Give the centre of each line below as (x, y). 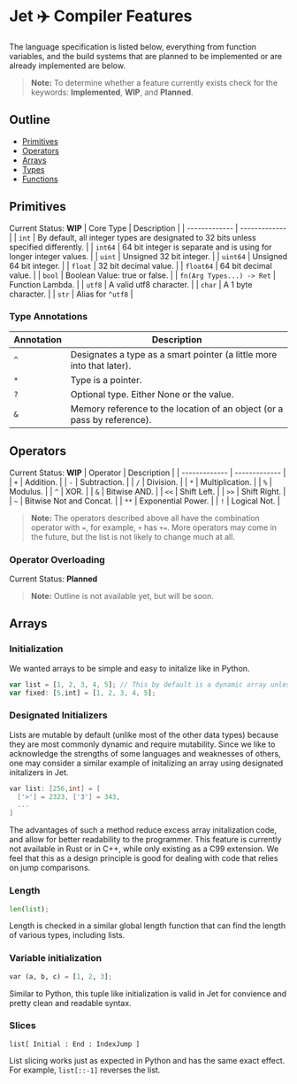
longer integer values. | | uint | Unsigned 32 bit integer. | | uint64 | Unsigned (148, 256)
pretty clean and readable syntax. (70, 1003)
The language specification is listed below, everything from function (133, 46)
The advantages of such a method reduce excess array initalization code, (143, 830)
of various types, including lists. (67, 935)
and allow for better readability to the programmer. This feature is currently (145, 840)
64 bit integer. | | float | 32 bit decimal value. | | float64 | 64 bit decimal (141, 265)
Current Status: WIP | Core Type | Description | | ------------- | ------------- (148, 228)
